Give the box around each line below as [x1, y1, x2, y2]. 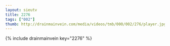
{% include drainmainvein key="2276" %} [5, 35, 92, 41]
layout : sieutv [5, 7, 37, 13]
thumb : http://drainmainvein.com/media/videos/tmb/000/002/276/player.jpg [5, 21, 166, 27]
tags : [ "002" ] [5, 17, 35, 22]
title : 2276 [5, 12, 30, 17]
